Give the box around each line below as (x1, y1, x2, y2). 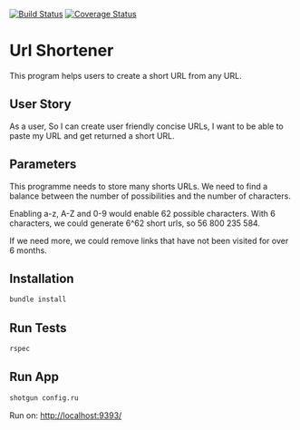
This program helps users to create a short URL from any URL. (9, 70, 242, 81)
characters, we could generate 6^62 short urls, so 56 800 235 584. (9, 218, 261, 229)
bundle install (9, 295, 67, 304)
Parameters (9, 157, 77, 172)
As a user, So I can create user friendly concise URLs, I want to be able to (9, 121, 284, 132)
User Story (9, 96, 72, 112)
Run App (9, 369, 60, 385)
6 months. (9, 245, 47, 256)
